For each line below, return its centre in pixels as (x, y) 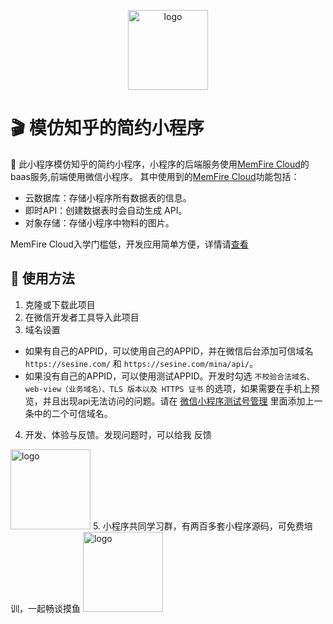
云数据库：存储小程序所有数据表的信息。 (108, 197)
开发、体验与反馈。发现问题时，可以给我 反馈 (118, 434)
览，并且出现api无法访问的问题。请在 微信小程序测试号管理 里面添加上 (169, 401)
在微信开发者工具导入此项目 (82, 317)
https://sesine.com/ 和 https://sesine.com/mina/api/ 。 (141, 363)
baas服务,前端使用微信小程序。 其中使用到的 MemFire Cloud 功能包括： (155, 176)
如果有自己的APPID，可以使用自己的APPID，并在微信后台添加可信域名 (169, 351)
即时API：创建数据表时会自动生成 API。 (106, 210)
